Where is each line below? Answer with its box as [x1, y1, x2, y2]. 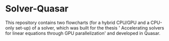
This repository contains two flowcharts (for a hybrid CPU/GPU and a [5, 19, 150, 25]
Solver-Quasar [5, 3, 69, 14]
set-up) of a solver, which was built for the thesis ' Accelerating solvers [15, 24, 164, 30]
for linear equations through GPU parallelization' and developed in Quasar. [5, 30, 161, 36]
